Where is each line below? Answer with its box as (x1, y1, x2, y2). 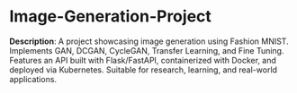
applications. (9, 73, 57, 84)
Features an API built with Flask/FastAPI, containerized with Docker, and (9, 55, 277, 65)
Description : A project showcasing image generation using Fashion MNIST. (9, 36, 290, 46)
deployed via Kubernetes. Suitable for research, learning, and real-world (9, 64, 277, 75)
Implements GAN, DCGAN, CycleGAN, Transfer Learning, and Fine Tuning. (9, 45, 284, 55)
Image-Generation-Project (9, 6, 211, 27)
